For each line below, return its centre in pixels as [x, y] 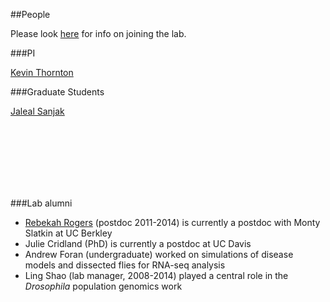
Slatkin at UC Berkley [68, 233]
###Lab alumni [41, 203]
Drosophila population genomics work [103, 286]
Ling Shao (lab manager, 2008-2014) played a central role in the [156, 275]
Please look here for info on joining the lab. [98, 33]
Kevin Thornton [42, 72]
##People [30, 14]
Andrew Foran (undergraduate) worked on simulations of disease [159, 254]
